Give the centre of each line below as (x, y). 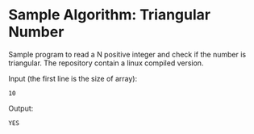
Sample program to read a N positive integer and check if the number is (127, 54)
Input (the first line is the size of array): (73, 78)
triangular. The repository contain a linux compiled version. (106, 63)
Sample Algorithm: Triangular (110, 15)
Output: (21, 108)
